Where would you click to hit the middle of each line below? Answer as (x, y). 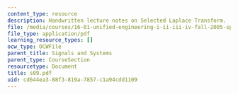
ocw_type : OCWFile (34, 47)
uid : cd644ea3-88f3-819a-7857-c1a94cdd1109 (73, 80)
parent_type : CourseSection (49, 60)
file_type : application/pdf (49, 34)
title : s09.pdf (30, 73)
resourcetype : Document (42, 66)
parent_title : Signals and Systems (60, 54)
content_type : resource (42, 14)
